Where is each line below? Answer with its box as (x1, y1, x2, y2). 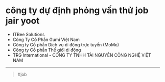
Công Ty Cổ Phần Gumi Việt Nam (12, 37, 80, 42)
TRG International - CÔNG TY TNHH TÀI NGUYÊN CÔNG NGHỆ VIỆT (12, 52, 151, 58)
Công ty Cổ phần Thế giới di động (12, 47, 81, 53)
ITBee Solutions (12, 31, 45, 37)
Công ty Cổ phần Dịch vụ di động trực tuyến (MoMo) (12, 41, 119, 47)
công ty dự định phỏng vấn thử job (5, 5, 149, 16)
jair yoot (5, 15, 40, 26)
